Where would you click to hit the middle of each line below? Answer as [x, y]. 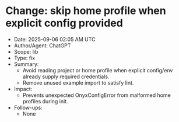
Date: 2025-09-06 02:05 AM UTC [55, 39]
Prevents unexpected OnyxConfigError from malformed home [97, 95]
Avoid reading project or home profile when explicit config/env [98, 70]
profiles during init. [45, 101]
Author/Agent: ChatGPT [42, 46]
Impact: [23, 89]
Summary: [26, 64]
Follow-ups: [28, 107]
